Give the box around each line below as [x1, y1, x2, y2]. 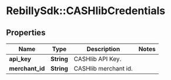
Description [86, 45, 120, 53]
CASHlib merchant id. [73, 65, 133, 72]
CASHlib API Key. [73, 55, 122, 63]
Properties [6, 28, 46, 38]
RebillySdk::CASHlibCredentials [6, 4, 166, 18]
